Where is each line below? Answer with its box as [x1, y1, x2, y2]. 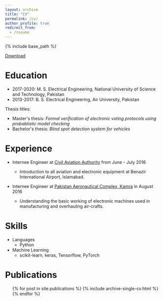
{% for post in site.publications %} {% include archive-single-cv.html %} [12, 285, 159, 291]
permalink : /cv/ [5, 16, 38, 21]
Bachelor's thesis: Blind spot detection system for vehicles [12, 126, 131, 132]
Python [19, 242, 34, 248]
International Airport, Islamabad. [19, 174, 85, 180]
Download [5, 53, 26, 59]
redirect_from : [5, 25, 36, 30]
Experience [5, 143, 52, 154]
